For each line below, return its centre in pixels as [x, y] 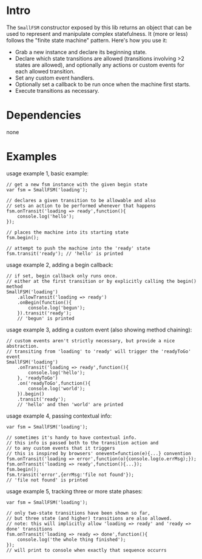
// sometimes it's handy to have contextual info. [72, 438]
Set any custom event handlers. [55, 78]
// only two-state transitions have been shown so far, [78, 513]
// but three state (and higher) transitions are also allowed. [89, 518]
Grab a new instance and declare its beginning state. [81, 52]
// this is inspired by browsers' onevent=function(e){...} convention [99, 453]
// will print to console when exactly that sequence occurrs [86, 550]
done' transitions [29, 529]
